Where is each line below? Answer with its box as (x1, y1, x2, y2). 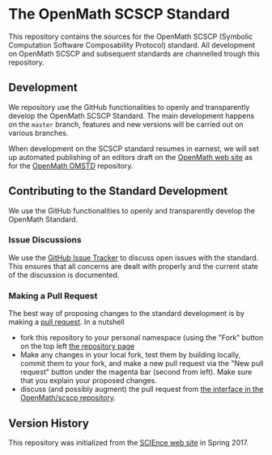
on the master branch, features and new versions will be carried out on (8, 119, 244, 129)
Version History (8, 416, 89, 430)
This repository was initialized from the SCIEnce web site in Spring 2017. (8, 437, 249, 447)
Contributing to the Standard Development (8, 184, 228, 198)
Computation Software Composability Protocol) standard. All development (8, 40, 256, 49)
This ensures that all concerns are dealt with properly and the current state (8, 261, 259, 271)
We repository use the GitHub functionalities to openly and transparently (8, 102, 250, 112)
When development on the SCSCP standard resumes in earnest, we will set (8, 143, 259, 154)
